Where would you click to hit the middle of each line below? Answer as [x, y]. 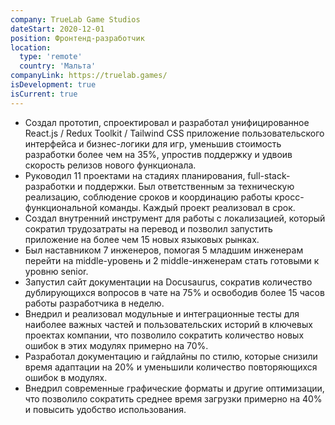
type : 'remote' [51, 57]
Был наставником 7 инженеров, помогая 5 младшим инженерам [164, 250]
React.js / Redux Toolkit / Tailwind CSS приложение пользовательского [174, 133]
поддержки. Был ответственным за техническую [189, 186]
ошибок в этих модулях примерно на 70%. [116, 345]
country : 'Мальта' [58, 66]
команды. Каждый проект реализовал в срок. [197, 207]
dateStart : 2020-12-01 [57, 29]
